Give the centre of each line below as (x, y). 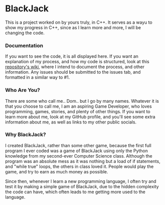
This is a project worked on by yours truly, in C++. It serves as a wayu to (79, 22)
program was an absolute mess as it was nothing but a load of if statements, (83, 161)
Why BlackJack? (25, 135)
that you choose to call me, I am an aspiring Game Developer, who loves (79, 106)
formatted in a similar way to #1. (38, 78)
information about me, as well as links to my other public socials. (71, 122)
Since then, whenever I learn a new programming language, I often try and (81, 181)
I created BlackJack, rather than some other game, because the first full (78, 145)
